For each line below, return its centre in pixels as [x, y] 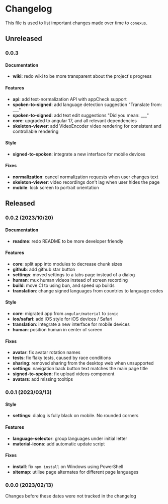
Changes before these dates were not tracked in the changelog [71, 496]
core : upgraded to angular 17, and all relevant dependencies [75, 120]
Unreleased [24, 39]
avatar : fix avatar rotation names [46, 352]
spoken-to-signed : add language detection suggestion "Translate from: [87, 105]
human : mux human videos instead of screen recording [70, 280]
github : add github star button [44, 269]
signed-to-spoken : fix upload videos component [63, 374]
